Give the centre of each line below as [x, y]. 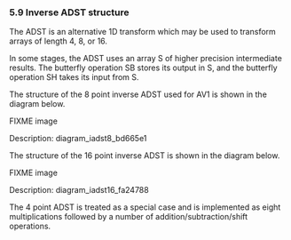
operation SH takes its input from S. [74, 77]
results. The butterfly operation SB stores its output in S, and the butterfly [143, 68]
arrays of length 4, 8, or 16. [59, 41]
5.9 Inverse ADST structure [69, 12]
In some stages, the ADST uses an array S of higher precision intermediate [145, 59]
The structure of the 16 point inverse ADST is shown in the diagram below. [145, 156]
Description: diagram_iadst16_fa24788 [79, 190]
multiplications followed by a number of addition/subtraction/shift [129, 217]
